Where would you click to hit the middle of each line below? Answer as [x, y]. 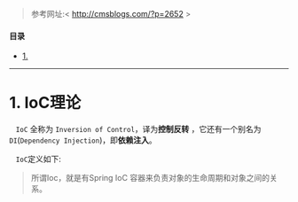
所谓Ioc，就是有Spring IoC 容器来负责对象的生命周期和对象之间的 [150, 178]
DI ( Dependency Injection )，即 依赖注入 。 [83, 140]
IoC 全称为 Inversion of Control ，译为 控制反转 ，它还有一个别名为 [138, 129]
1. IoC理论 [45, 103]
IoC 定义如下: [39, 159]
